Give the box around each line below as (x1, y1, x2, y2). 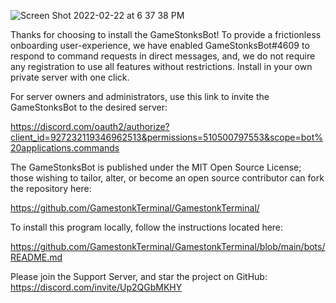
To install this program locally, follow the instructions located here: (10, 221, 284, 233)
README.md (10, 251, 63, 263)
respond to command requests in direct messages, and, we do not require (10, 50, 316, 62)
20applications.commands (10, 142, 120, 154)
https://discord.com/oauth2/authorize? (10, 121, 170, 132)
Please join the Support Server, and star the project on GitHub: (10, 271, 268, 282)
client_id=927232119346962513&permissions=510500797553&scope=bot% (10, 131, 323, 143)
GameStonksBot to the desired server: (10, 101, 168, 113)
